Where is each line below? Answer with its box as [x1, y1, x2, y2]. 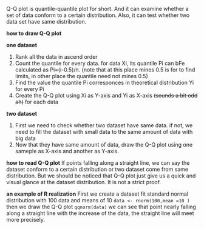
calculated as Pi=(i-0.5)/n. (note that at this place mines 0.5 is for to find [15, 66, 195, 73]
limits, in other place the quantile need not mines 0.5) [15, 73, 149, 79]
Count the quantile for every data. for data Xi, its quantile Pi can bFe [15, 60, 185, 67]
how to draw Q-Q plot [6, 30, 62, 37]
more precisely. [6, 216, 46, 223]
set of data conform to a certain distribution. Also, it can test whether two [6, 12, 190, 19]
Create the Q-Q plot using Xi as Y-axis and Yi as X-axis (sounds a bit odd [15, 92, 198, 99]
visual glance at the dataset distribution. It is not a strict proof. [6, 179, 161, 185]
